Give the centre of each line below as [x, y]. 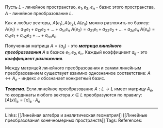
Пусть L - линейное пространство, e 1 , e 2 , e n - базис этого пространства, [80, 8]
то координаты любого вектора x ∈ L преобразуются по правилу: [73, 95]
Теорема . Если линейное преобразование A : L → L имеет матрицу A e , [79, 89]
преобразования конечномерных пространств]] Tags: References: [74, 120]
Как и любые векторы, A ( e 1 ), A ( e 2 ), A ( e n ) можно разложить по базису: [77, 23]
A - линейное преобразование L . [39, 13]
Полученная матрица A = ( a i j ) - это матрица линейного [64, 47]
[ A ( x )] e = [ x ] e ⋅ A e [23, 101]
